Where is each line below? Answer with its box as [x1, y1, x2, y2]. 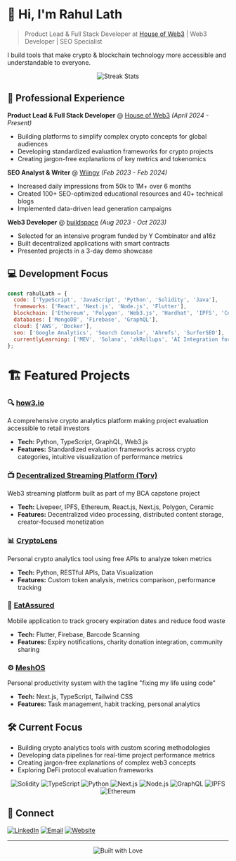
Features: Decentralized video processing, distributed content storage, [17, 510, 223, 519]
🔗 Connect [7, 807, 54, 819]
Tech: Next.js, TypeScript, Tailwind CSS [17, 693, 133, 701]
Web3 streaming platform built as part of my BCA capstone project [7, 489, 200, 498]
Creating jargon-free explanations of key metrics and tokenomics [17, 154, 206, 163]
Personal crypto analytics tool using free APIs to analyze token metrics [7, 554, 212, 563]
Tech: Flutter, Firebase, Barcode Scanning [17, 630, 140, 639]
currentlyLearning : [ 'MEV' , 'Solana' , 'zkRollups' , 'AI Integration [13, 336, 218, 343]
